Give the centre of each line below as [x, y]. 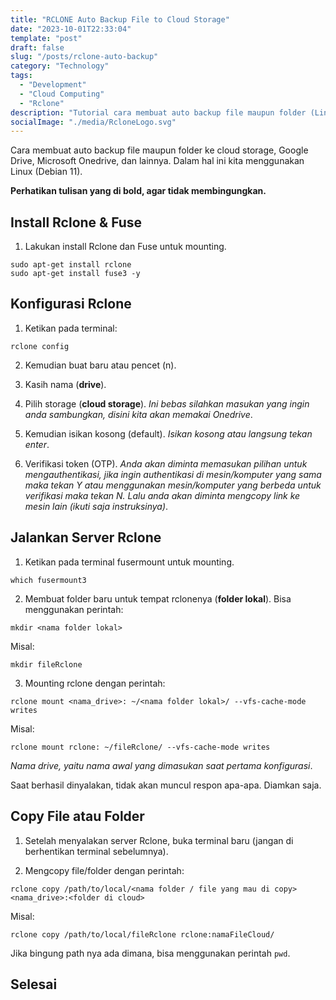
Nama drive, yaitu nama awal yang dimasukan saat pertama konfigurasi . [161, 765]
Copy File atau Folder [77, 816]
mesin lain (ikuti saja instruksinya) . [96, 506]
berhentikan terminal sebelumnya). [96, 851]
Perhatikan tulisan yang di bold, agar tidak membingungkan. [138, 191]
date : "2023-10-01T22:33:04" [71, 29]
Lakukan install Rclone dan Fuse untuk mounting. [125, 247]
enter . [37, 444]
